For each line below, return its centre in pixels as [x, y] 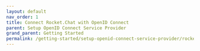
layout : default [26, 11]
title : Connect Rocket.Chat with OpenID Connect [68, 22]
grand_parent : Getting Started [45, 33]
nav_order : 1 [22, 17]
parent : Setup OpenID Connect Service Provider [66, 28]
